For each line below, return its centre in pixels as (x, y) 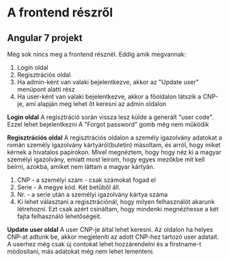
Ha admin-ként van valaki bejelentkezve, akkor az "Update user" (108, 82)
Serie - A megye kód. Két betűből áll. (69, 187)
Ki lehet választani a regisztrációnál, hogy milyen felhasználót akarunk (116, 202)
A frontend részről (60, 13)
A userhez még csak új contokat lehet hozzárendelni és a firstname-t (104, 244)
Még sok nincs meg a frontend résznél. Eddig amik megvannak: (97, 54)
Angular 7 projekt (45, 38)
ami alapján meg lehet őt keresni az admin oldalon (96, 104)
